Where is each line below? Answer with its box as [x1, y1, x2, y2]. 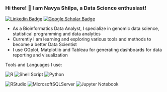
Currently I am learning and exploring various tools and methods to [12, 36, 151, 42]
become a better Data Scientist [12, 41, 77, 47]
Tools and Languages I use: [5, 62, 62, 68]
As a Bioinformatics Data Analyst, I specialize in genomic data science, [12, 25, 159, 31]
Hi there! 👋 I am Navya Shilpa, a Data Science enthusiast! [5, 4, 147, 11]
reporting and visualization [12, 52, 68, 58]
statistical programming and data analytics [12, 31, 101, 37]
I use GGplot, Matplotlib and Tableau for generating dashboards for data [12, 47, 162, 53]
